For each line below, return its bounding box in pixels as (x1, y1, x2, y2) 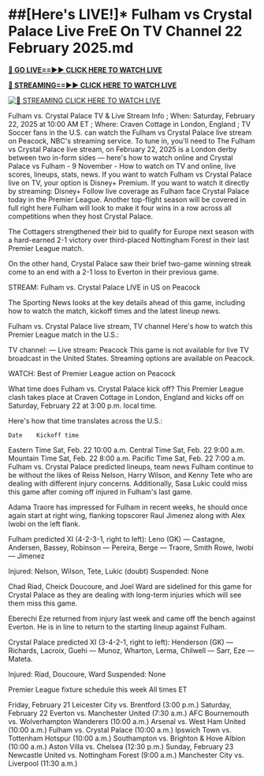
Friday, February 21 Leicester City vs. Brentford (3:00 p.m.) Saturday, (8, 700, 232, 709)
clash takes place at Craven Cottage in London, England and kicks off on (8, 392, 244, 401)
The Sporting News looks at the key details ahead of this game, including (8, 297, 246, 307)
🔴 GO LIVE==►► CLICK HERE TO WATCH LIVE (8, 65, 163, 74)
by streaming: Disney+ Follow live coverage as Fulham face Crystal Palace (8, 186, 250, 196)
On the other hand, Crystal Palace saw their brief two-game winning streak (8, 259, 252, 268)
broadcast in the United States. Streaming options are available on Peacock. (8, 353, 255, 363)
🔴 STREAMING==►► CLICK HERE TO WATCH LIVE (8, 80, 177, 90)
